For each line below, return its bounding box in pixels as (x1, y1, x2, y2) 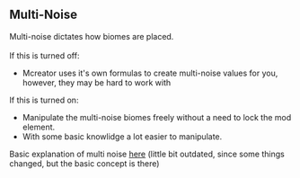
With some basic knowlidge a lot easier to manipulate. (22, 130, 223, 142)
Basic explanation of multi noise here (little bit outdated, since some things (9, 148, 285, 159)
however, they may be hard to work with (22, 76, 172, 88)
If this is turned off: (9, 49, 80, 61)
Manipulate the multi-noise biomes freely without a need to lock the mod (22, 111, 292, 122)
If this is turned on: (9, 94, 79, 105)
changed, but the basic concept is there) (9, 157, 160, 169)
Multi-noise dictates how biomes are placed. (9, 31, 174, 41)
